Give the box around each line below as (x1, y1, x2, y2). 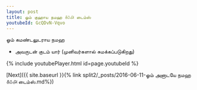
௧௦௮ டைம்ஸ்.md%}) (6, 78, 54, 85)
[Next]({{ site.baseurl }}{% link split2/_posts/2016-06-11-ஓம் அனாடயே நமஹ (6, 72, 191, 79)
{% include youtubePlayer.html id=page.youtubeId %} (6, 60, 139, 67)
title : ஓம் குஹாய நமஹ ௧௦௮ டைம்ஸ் (6, 14, 91, 20)
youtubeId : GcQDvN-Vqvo (6, 20, 66, 26)
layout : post (6, 8, 39, 15)
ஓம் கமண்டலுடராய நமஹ (6, 36, 65, 44)
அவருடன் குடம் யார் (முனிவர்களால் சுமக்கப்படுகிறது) (14, 48, 135, 55)
